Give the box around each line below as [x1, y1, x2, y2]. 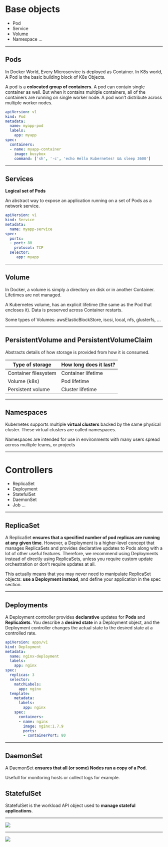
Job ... [12, 502, 26, 508]
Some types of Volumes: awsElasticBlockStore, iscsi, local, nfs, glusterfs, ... [5, 316, 161, 322]
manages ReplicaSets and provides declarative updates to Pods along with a [5, 545, 163, 551]
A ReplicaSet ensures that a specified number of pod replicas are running [5, 535, 160, 541]
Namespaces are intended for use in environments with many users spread [5, 436, 160, 442]
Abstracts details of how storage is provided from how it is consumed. [5, 349, 150, 355]
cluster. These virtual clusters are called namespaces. [5, 427, 116, 433]
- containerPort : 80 [23, 733, 66, 738]
